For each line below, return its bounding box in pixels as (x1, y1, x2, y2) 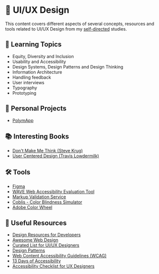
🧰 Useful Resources (5, 219, 67, 227)
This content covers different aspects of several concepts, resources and (5, 21, 155, 27)
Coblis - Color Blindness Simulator (12, 199, 82, 205)
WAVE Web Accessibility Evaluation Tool (12, 189, 95, 195)
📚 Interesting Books (5, 132, 69, 140)
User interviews (12, 79, 44, 85)
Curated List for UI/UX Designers (12, 242, 79, 248)
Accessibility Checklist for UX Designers (12, 263, 95, 269)
